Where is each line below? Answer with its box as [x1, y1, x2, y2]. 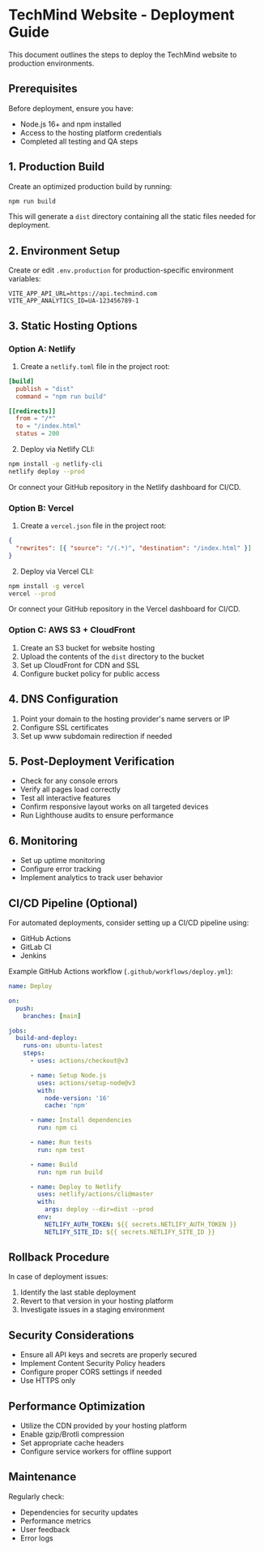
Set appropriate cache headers [19, 1438, 124, 1448]
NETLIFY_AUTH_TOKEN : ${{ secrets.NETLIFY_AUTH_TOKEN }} [44, 1220, 237, 1228]
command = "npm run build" [15, 392, 107, 401]
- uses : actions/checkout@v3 [29, 1057, 129, 1065]
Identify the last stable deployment [19, 1287, 136, 1297]
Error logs [19, 1533, 54, 1543]
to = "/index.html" [15, 422, 82, 431]
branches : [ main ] [23, 1012, 82, 1020]
